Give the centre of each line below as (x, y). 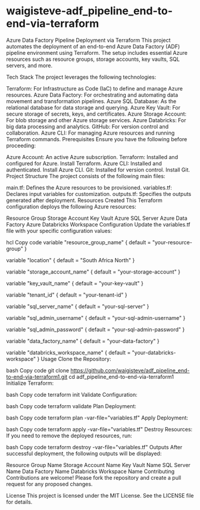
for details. (19, 502)
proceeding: (21, 145)
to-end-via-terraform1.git (37, 377)
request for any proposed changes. (49, 484)
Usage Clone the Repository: (76, 359)
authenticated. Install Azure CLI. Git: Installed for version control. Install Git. (98, 170)
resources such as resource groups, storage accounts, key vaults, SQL (93, 59)
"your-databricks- (154, 352)
